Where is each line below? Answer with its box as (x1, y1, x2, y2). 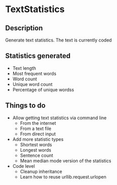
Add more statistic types (12, 136, 64, 142)
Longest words (20, 147, 51, 153)
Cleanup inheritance (20, 168, 63, 174)
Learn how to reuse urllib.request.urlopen (20, 173, 107, 180)
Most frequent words (12, 70, 56, 76)
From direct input (20, 130, 56, 137)
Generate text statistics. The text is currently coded (5, 37, 112, 43)
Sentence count (20, 152, 53, 158)
